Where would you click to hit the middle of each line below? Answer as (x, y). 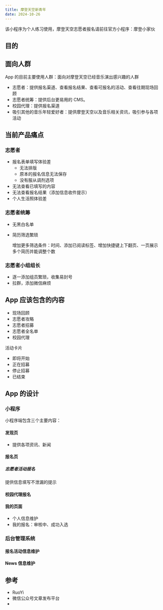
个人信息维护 (25, 519)
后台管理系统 (20, 538)
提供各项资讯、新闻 (32, 444)
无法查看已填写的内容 (34, 186)
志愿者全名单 (25, 331)
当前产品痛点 (24, 135)
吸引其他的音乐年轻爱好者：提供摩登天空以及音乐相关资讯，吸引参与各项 (85, 112)
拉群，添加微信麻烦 (32, 283)
